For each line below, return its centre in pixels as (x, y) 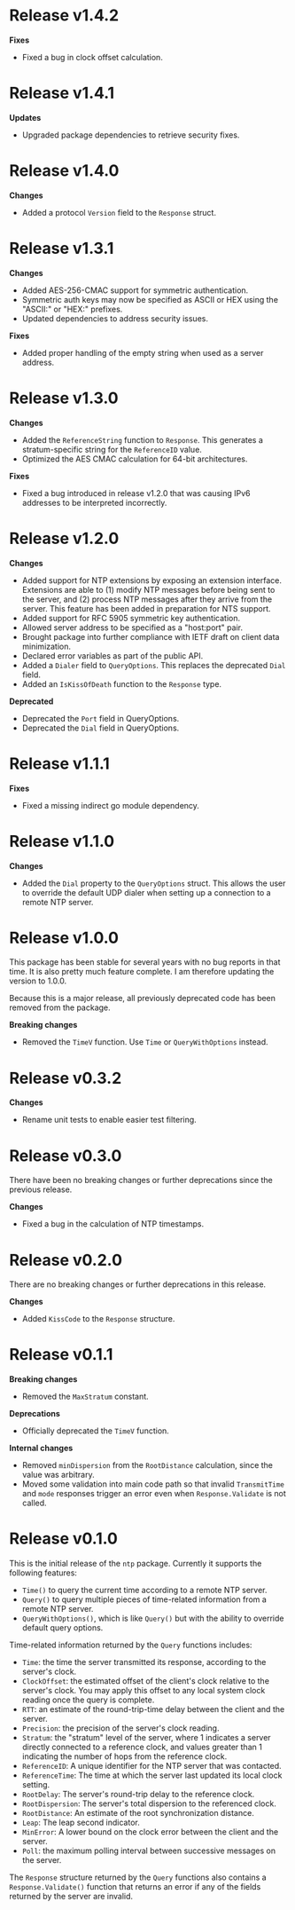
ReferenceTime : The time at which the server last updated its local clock (152, 1775)
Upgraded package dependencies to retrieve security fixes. (131, 135)
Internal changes (41, 1448)
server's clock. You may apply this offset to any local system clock (144, 1691)
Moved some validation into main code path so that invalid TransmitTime (153, 1484)
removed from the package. (60, 1007)
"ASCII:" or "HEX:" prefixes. (72, 309)
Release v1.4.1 (62, 93)
